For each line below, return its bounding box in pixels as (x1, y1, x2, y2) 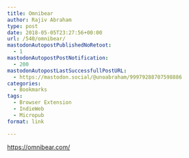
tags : (7, 93, 23, 100)
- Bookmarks (13, 86, 48, 93)
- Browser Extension (13, 99, 72, 106)
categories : (7, 80, 41, 87)
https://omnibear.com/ (7, 143, 71, 151)
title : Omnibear (7, 10, 53, 17)
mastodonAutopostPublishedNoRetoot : (7, 42, 112, 49)
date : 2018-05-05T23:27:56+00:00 (7, 29, 103, 36)
